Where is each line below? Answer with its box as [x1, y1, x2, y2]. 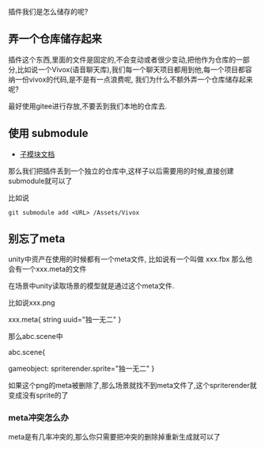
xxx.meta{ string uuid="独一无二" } [8, 315, 122, 325]
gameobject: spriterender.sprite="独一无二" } [8, 363, 155, 374]
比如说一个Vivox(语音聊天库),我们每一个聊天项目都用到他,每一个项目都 [17, 64, 245, 74]
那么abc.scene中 [8, 332, 63, 341]
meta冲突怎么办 [8, 413, 70, 424]
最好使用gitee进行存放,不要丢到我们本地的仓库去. [8, 101, 168, 111]
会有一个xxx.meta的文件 [8, 264, 87, 274]
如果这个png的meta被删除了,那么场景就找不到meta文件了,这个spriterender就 [8, 381, 257, 390]
